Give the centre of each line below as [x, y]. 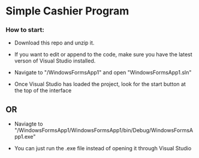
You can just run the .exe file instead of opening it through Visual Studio [103, 148]
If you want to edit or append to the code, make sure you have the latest [103, 55]
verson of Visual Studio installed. [55, 61]
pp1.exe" [25, 137]
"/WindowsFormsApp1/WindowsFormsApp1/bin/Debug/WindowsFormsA [103, 130]
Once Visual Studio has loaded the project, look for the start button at [100, 84]
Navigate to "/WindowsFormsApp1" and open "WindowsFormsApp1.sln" [103, 73]
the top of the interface [43, 91]
